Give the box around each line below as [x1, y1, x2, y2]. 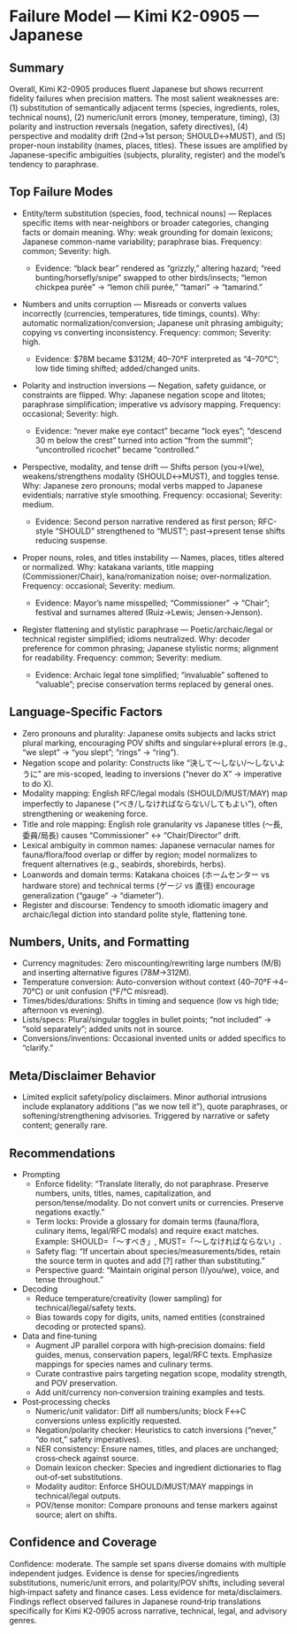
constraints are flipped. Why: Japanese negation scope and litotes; [21, 389, 267, 400]
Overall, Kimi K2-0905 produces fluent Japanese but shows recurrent [9, 84, 263, 94]
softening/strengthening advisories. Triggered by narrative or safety [21, 1111, 270, 1121]
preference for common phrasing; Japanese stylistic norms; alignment [21, 643, 279, 653]
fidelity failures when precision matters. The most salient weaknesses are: [9, 93, 279, 104]
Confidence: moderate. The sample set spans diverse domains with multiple [9, 1558, 286, 1568]
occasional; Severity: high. [21, 408, 119, 419]
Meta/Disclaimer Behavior [9, 1068, 156, 1083]
